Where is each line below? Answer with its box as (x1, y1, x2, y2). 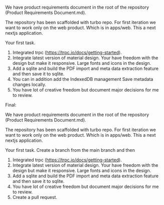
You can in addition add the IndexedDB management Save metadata (12, 76, 153, 82)
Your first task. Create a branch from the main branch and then (5, 147, 135, 153)
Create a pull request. (12, 194, 58, 200)
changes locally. (12, 81, 47, 87)
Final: (5, 102, 17, 108)
